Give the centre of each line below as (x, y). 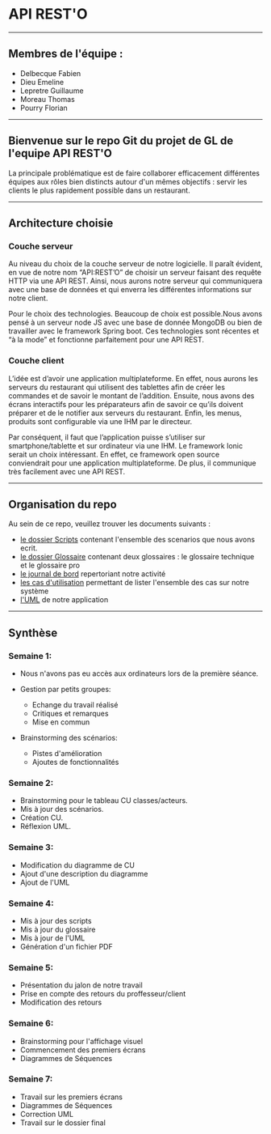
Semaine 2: (31, 783)
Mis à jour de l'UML (52, 938)
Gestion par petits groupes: (65, 690)
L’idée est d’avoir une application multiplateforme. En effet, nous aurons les (133, 378)
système (34, 591)
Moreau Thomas (47, 99)
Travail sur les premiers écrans (71, 1097)
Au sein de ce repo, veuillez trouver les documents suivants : (110, 524)
